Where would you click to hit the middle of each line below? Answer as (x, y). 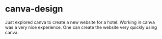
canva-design (34, 9)
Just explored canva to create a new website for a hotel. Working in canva (80, 22)
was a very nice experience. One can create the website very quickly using (81, 27)
